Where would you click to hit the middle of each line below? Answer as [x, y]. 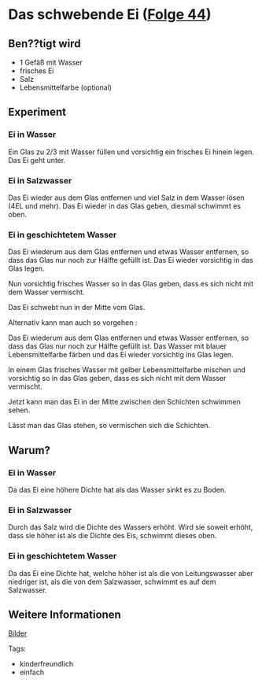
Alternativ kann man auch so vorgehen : [73, 323]
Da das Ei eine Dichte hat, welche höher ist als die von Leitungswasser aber [131, 573]
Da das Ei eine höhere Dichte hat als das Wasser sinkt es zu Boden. [117, 489]
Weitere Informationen [65, 614]
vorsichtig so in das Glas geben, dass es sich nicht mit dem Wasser [117, 378]
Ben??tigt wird [44, 44]
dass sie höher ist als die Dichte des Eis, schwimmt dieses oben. [113, 536]
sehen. [19, 410]
